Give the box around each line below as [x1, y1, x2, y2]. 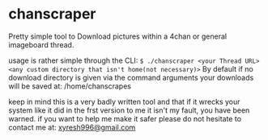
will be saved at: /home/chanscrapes [8, 81, 132, 91]
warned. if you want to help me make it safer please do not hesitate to [8, 113, 241, 123]
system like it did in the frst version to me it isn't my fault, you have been [8, 105, 250, 115]
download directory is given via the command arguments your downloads [8, 72, 254, 82]
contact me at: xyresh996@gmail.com [8, 122, 136, 132]
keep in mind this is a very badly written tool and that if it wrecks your [8, 97, 240, 106]
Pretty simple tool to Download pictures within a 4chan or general [8, 31, 228, 41]
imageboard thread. [8, 39, 74, 49]
